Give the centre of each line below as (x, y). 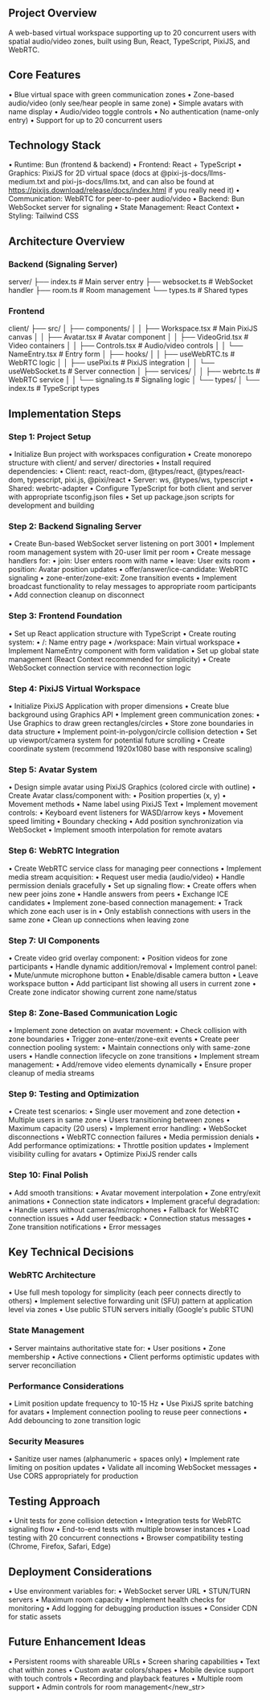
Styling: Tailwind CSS (43, 216)
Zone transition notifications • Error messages (85, 1227)
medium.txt (27, 182)
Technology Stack (55, 145)
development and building (51, 505)
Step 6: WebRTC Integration (64, 850)
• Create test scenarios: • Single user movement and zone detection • (125, 1111)
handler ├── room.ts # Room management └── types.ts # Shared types (128, 290)
